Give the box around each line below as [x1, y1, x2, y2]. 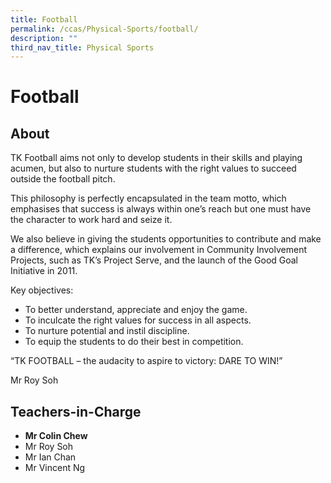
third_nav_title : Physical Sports [10, 42, 155, 53]
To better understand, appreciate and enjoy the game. [24, 304, 248, 316]
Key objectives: [10, 284, 74, 296]
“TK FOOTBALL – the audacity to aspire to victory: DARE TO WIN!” [10, 355, 283, 367]
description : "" [10, 33, 78, 43]
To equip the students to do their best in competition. [24, 336, 244, 348]
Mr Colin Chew [24, 430, 88, 442]
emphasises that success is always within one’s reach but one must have [10, 203, 312, 215]
